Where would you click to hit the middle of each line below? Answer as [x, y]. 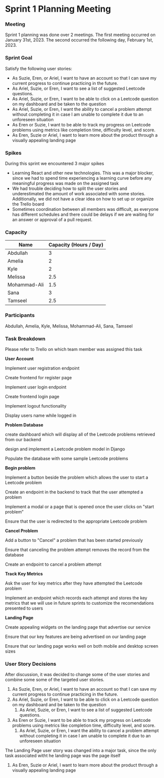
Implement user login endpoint [36, 387]
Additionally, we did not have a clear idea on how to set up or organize [83, 199]
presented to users [24, 608]
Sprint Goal [19, 58]
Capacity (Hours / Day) [76, 245]
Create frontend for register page [39, 377]
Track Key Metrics [24, 573]
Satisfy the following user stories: [39, 68]
